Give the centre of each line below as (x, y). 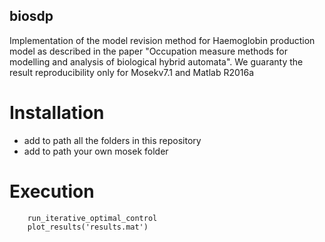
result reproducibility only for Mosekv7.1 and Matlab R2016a (132, 72)
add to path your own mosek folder (96, 151)
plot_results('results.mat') (88, 227)
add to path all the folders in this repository (112, 140)
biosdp (31, 16)
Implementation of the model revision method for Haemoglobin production (162, 40)
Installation (57, 113)
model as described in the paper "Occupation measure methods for (149, 51)
